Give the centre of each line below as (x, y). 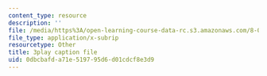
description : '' (35, 23)
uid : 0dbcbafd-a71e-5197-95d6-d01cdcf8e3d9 (81, 60)
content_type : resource (48, 15)
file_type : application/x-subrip (64, 38)
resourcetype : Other (43, 45)
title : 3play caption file (53, 52)
